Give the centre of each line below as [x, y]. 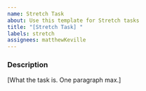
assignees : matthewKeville [47, 40]
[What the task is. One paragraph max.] [64, 80]
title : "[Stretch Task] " [45, 27]
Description [28, 65]
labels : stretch [31, 34]
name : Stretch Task [36, 14]
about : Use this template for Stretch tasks [73, 20]
